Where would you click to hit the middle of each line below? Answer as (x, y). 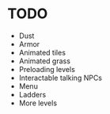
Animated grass (44, 61)
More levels (38, 103)
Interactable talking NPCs (61, 78)
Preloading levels (47, 69)
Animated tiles (42, 52)
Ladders (32, 94)
